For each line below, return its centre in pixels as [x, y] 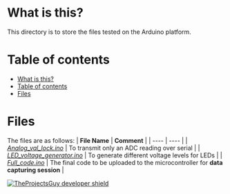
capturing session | [36, 170]
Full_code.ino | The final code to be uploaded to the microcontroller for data [115, 162]
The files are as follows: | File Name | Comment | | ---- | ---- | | [97, 140]
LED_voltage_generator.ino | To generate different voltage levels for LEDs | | [115, 155]
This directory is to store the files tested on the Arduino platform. [99, 32]
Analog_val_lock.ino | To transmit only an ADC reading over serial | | [104, 148]
